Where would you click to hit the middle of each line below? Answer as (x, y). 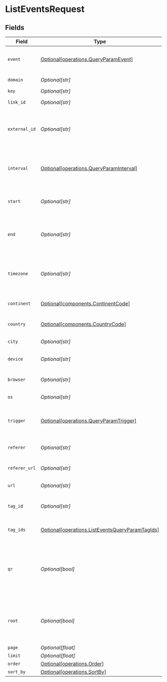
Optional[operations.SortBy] (74, 672)
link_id (17, 102)
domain (15, 80)
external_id (22, 129)
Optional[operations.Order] (72, 664)
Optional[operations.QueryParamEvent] (87, 59)
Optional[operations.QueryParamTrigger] (88, 421)
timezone (18, 273)
